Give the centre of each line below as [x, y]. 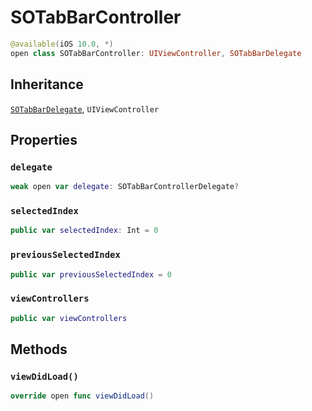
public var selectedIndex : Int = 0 [84, 231]
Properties [44, 139]
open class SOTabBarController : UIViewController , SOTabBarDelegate [156, 53]
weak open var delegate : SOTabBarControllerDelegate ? [125, 187]
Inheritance [47, 84]
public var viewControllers [69, 318]
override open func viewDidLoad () [82, 396]
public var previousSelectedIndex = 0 [91, 274]
